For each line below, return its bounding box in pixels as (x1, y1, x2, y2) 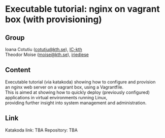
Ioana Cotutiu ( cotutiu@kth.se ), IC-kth (5, 47, 82, 52)
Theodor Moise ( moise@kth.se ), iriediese (5, 52, 89, 57)
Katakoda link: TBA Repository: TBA (5, 127, 78, 133)
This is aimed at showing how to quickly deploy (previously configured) (5, 89, 150, 95)
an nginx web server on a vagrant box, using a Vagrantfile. (5, 84, 124, 90)
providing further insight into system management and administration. (5, 100, 147, 106)
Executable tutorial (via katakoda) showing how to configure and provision (5, 79, 156, 84)
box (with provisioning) (5, 14, 102, 25)
